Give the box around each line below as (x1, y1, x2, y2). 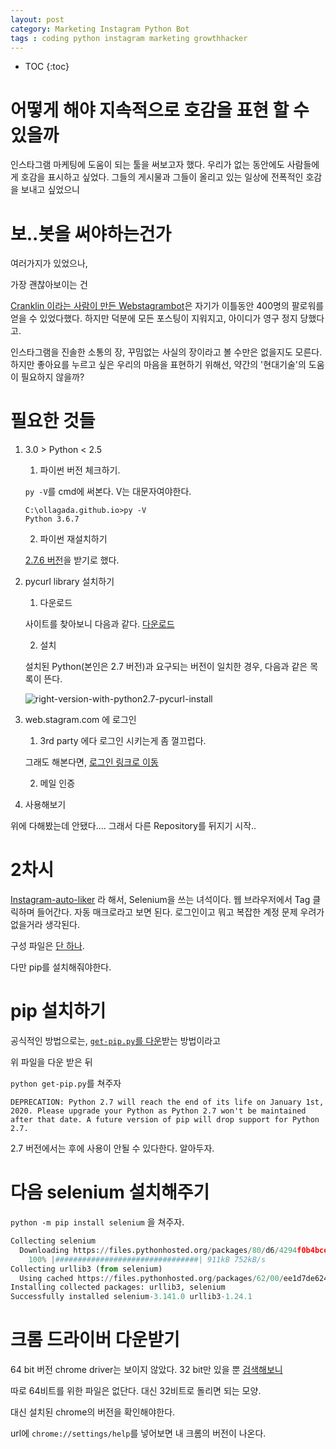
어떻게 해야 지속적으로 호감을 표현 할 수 (10, 99, 310, 121)
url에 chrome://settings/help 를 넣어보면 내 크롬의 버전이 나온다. (10, 1427, 267, 1440)
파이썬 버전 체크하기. (39, 464, 121, 476)
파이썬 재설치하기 (39, 533, 108, 545)
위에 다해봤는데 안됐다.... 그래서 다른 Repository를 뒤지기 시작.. (10, 820, 257, 832)
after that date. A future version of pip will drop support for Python (10, 1115, 320, 1125)
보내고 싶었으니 (20, 184, 80, 196)
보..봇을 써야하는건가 (10, 222, 172, 245)
